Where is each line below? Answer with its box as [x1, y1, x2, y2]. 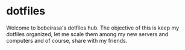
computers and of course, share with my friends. [6, 37, 128, 44]
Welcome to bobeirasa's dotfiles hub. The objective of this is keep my [6, 24, 180, 31]
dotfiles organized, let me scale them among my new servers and [6, 30, 169, 37]
